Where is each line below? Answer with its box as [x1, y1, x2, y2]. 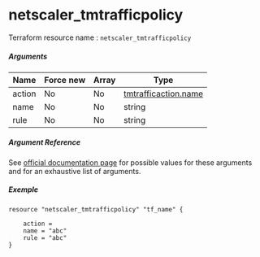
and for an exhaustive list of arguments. [8, 166, 141, 176]
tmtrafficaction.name [123, 88, 204, 99]
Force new [44, 74, 86, 85]
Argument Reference [8, 137, 81, 147]
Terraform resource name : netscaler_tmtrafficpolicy [8, 33, 192, 42]
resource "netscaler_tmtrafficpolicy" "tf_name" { [8, 205, 184, 213]
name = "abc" [23, 226, 67, 235]
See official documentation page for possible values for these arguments [8, 157, 253, 168]
